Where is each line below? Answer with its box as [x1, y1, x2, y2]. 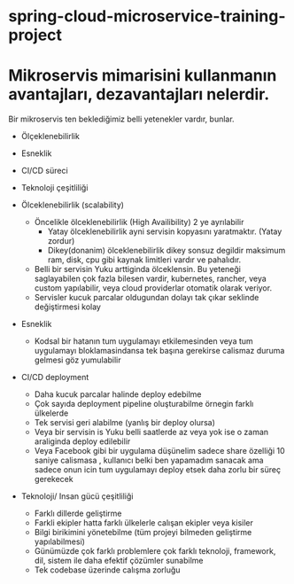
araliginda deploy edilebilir [34, 436, 131, 447]
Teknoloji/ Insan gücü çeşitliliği [20, 491, 134, 502]
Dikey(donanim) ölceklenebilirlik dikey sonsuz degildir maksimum [47, 245, 286, 256]
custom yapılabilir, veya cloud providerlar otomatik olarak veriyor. [34, 283, 272, 293]
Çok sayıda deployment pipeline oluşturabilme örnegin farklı [34, 399, 254, 409]
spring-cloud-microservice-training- [8, 6, 286, 27]
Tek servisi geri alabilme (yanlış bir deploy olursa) [34, 417, 216, 428]
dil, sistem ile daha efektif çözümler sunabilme [34, 556, 204, 566]
